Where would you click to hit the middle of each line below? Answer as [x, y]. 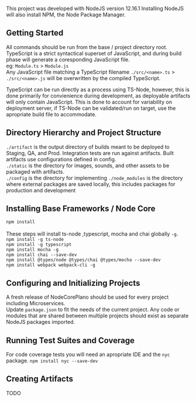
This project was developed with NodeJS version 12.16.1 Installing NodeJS [95, 8]
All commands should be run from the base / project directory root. [87, 47]
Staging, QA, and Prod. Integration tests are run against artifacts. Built [90, 153]
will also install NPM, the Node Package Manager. [66, 15]
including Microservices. [36, 303]
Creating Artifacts [39, 379]
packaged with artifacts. [35, 171]
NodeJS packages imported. [41, 322]
